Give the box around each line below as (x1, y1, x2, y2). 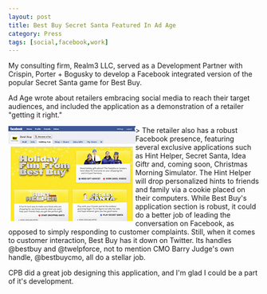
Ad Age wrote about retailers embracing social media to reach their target (8, 93, 250, 103)
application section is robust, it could (135, 202, 257, 211)
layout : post (8, 13, 52, 21)
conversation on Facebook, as (135, 219, 235, 229)
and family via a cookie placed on (135, 185, 245, 194)
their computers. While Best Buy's (135, 194, 247, 203)
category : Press (8, 29, 62, 37)
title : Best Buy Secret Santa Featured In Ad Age (8, 21, 177, 29)
